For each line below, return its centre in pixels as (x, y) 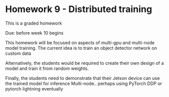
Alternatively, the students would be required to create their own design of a (85, 63)
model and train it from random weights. (47, 68)
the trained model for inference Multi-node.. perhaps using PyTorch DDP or (84, 83)
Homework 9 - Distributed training (79, 9)
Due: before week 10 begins (34, 33)
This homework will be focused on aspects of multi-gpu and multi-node (80, 42)
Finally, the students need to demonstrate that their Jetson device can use (83, 78)
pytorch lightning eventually (34, 88)
